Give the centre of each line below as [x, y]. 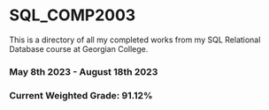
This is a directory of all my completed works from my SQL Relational [135, 40]
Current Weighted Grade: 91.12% [81, 95]
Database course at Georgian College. [79, 48]
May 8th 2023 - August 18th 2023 [84, 71]
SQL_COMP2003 [73, 15]
